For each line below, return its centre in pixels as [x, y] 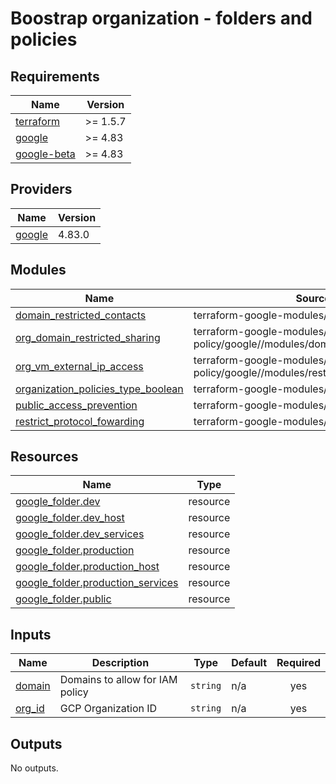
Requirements [55, 76]
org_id [30, 709]
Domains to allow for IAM [118, 680]
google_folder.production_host [87, 567]
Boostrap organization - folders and [161, 18]
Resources [44, 457]
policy [74, 692]
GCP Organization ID [108, 709]
